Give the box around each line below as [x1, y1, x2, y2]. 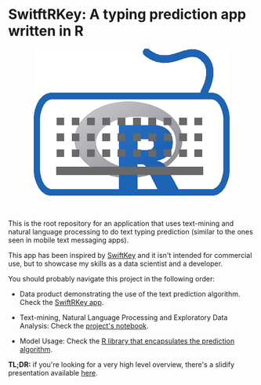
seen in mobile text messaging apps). [8, 235, 129, 245]
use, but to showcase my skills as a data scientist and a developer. [8, 259, 223, 268]
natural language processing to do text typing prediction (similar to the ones [8, 227, 253, 236]
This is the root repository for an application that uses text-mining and [8, 218, 234, 228]
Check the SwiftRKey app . [19, 297, 104, 307]
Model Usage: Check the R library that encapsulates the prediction [19, 336, 235, 346]
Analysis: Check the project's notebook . [19, 321, 149, 330]
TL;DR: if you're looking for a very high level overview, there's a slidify [8, 359, 235, 369]
